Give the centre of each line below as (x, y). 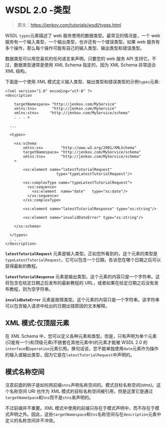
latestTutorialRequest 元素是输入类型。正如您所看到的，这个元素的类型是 (82, 253)
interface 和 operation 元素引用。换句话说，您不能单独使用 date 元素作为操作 (82, 348)
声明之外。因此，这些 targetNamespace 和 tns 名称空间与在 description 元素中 (85, 414)
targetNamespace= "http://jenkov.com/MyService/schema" (82, 152)
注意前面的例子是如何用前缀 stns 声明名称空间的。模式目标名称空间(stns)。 (81, 385)
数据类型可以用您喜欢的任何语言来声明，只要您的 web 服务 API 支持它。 (79, 58)
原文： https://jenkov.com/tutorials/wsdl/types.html (69, 25)
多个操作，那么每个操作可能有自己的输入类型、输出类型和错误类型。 (75, 48)
